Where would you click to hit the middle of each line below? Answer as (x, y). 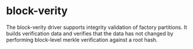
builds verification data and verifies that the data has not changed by (90, 33)
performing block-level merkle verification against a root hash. (82, 40)
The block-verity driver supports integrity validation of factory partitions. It (97, 27)
